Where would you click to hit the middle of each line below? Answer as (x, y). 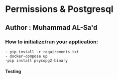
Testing (13, 72)
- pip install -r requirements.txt (42, 52)
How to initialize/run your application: (52, 42)
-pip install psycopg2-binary (37, 61)
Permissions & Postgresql (59, 9)
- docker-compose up (27, 56)
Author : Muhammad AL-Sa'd (52, 28)
